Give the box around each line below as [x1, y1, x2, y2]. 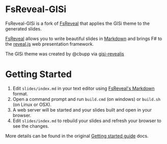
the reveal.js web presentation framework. [5, 41, 94, 47]
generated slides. [5, 25, 42, 31]
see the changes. [12, 123, 49, 129]
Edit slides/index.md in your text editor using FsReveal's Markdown [12, 85, 155, 91]
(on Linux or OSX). [12, 101, 52, 107]
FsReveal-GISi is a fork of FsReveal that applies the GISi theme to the [5, 20, 150, 26]
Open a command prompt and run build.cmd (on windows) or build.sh [12, 96, 161, 102]
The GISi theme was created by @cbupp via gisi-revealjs [5, 51, 124, 57]
